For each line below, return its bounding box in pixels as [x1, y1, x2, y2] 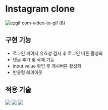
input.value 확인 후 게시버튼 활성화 [12, 63, 82, 69]
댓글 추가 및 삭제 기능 [12, 56, 55, 62]
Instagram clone [5, 3, 75, 15]
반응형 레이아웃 [12, 69, 43, 75]
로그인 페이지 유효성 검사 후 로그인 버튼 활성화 [12, 50, 103, 56]
